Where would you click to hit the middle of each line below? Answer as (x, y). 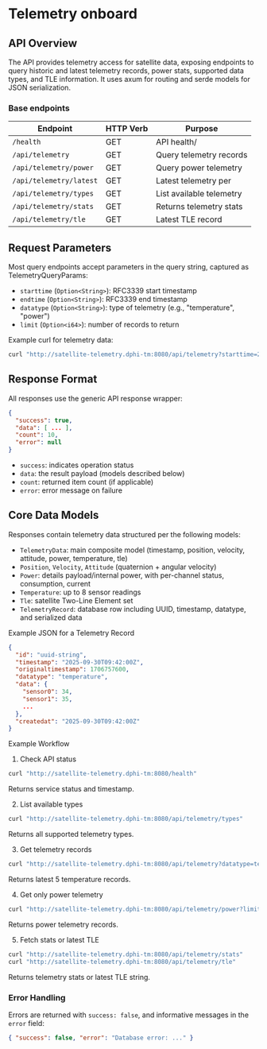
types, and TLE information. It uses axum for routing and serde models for (129, 79)
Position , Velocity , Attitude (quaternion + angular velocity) (118, 567)
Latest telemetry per (194, 181)
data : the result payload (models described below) (102, 474)
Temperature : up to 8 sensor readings (80, 592)
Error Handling (37, 997)
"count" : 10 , (37, 435)
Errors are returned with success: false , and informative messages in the (128, 1015)
